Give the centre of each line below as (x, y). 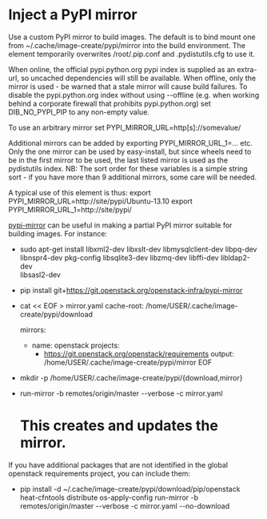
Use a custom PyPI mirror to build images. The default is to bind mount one (132, 37)
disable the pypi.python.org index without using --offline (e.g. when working (134, 95)
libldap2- (235, 257)
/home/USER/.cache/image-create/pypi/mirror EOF (128, 362)
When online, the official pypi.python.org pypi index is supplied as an (122, 69)
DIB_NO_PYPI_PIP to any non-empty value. (79, 112)
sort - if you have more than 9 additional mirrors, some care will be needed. (133, 177)
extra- (247, 69)
